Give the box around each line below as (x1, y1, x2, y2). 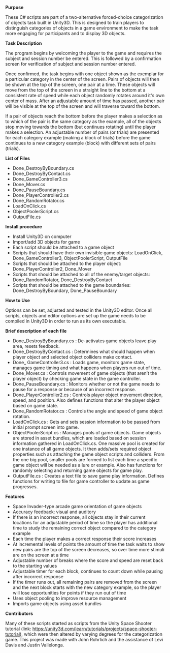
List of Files (5, 155, 30, 161)
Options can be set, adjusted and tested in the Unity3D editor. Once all (5, 307, 153, 313)
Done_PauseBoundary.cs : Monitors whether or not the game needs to (12, 381, 160, 387)
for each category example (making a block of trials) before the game (5, 135, 151, 140)
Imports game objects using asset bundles (12, 601, 101, 607)
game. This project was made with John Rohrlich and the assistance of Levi (5, 637, 163, 642)
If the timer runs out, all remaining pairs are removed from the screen (12, 579, 157, 585)
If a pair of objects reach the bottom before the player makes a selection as (5, 113, 162, 119)
